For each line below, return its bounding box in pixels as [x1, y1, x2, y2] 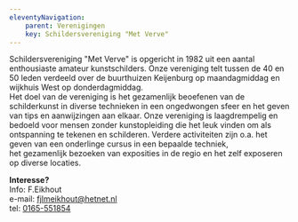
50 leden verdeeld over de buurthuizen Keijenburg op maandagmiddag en [9, 73, 280, 83]
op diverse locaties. [9, 157, 82, 169]
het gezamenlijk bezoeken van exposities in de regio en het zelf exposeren [9, 148, 283, 159]
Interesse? [9, 175, 50, 186]
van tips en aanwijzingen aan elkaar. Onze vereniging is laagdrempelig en [9, 110, 278, 121]
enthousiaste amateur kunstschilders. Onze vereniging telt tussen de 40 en [9, 63, 285, 74]
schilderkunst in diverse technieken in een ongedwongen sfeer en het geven [9, 101, 290, 112]
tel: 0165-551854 [9, 203, 71, 214]
